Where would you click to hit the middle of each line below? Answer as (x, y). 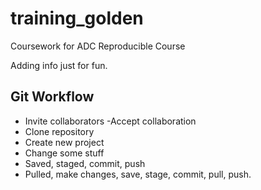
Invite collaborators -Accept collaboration (110, 121)
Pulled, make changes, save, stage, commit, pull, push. (138, 174)
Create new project (64, 142)
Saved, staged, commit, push (85, 163)
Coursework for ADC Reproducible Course (98, 46)
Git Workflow (52, 97)
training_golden (77, 18)
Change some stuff (64, 153)
